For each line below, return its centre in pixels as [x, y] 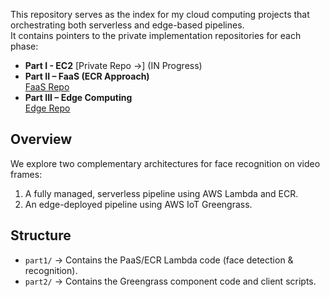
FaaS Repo [47, 87]
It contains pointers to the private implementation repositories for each [156, 35]
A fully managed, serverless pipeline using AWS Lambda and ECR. [161, 193]
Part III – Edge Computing [78, 97]
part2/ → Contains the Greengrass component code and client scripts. [170, 281]
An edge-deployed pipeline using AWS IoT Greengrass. [138, 204]
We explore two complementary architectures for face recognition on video [165, 163]
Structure [41, 235]
